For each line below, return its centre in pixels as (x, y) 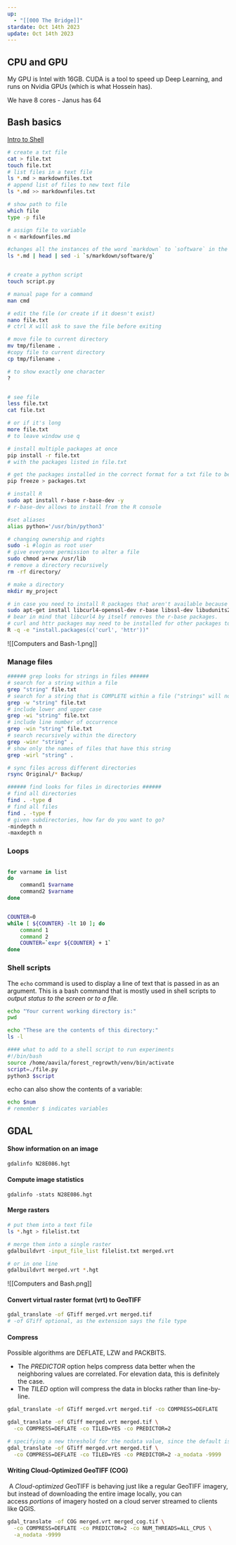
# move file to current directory (58, 339)
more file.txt (28, 429)
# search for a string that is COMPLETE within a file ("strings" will (114, 696)
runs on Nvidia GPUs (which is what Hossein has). (80, 87)
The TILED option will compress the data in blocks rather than (107, 1389)
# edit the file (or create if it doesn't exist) (81, 313)
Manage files (30, 661)
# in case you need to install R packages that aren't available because (118, 604)
